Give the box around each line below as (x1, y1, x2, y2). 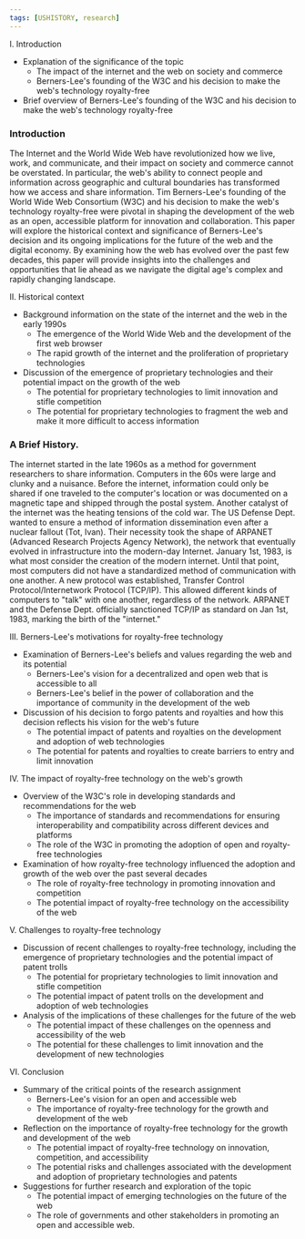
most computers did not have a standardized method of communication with (9, 566, 297, 577)
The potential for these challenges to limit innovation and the (36, 1039, 264, 1050)
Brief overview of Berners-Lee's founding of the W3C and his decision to (22, 95, 297, 106)
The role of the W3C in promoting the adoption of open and (36, 839, 259, 850)
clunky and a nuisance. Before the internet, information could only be (9, 478, 269, 489)
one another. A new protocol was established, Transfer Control (9, 575, 245, 586)
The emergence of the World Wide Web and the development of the (36, 328, 291, 339)
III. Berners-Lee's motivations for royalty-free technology (9, 631, 224, 642)
